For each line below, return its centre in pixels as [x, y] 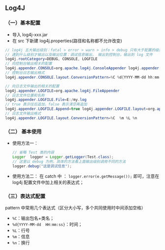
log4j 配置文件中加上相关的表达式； [48, 182]
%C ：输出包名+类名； [33, 218]
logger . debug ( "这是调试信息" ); [42, 166]
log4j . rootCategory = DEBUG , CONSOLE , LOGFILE [51, 59]
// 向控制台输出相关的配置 [29, 64]
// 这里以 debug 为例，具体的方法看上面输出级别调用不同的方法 [69, 161]
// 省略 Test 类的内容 [33, 152]
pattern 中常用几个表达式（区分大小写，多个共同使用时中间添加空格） [75, 207]
